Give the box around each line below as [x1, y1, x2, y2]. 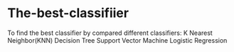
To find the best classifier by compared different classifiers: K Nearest [7, 28, 213, 37]
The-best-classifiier [7, 5, 129, 21]
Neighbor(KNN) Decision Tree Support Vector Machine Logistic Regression [7, 36, 228, 44]
